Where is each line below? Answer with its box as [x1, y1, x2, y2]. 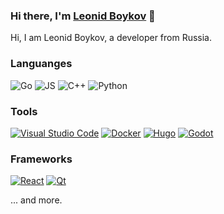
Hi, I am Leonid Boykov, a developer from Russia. [10, 32, 213, 44]
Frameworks [10, 152, 73, 166]
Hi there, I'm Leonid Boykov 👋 [10, 9, 156, 23]
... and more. [10, 194, 63, 206]
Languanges [10, 57, 73, 71]
